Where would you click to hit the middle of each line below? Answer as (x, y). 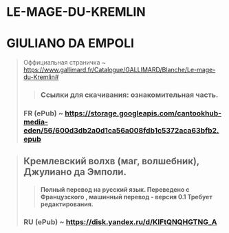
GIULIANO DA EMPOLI (70, 44)
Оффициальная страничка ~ (64, 63)
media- (36, 122)
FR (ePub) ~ (43, 113)
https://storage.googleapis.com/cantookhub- (143, 113)
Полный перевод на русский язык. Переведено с (115, 189)
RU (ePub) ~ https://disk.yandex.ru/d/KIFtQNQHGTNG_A (120, 222)
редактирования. (67, 204)
